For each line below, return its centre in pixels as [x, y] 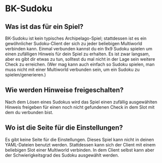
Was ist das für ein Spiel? [44, 27]
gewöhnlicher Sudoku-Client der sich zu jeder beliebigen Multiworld [74, 44]
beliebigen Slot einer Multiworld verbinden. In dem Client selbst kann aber [80, 150]
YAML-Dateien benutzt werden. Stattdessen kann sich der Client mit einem [80, 144]
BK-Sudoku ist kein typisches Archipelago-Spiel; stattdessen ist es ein [76, 38]
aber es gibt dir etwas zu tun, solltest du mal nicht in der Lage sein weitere [80, 59]
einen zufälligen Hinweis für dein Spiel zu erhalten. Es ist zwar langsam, [78, 54]
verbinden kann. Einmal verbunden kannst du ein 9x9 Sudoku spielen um [79, 49]
